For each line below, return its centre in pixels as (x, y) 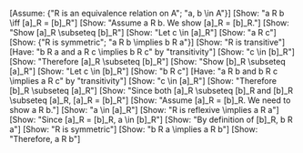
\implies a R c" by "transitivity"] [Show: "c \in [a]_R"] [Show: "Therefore (143, 81)
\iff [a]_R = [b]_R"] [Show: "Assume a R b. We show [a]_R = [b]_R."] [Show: (149, 23)
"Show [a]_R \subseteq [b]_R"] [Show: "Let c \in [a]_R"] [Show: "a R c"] (143, 32)
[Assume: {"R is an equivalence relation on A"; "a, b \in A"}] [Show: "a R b (147, 13)
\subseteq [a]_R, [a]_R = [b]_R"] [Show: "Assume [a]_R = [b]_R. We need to (150, 100)
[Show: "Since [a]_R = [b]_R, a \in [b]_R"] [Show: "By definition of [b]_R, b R (151, 119)
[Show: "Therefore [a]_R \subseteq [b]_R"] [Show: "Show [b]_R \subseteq (148, 61)
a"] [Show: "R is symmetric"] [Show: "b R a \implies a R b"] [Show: (134, 129)
